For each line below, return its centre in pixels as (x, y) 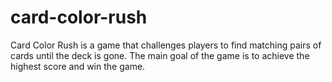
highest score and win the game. (78, 66)
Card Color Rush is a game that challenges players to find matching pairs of (166, 45)
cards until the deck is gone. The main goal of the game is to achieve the (160, 55)
